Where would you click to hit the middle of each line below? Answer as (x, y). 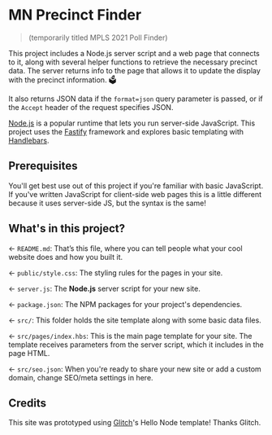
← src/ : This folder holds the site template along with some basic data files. (135, 320)
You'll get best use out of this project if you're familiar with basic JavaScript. (136, 186)
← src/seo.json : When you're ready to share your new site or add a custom (135, 369)
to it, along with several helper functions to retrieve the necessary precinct (133, 62)
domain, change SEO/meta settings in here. (81, 377)
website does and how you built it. (66, 257)
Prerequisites (43, 166)
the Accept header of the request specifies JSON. (91, 107)
